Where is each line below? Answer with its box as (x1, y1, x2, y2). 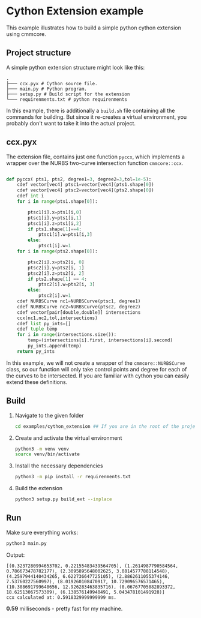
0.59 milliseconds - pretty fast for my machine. (6, 605, 123, 612)
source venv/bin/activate (14, 451, 80, 457)
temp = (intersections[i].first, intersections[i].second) (28, 337, 173, 343)
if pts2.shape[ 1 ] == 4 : (28, 276, 87, 282)
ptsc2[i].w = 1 (38, 293, 71, 299)
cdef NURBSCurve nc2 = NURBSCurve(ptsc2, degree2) (17, 304, 141, 310)
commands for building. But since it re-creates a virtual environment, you (6, 113, 187, 121)
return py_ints (17, 348, 55, 355)
